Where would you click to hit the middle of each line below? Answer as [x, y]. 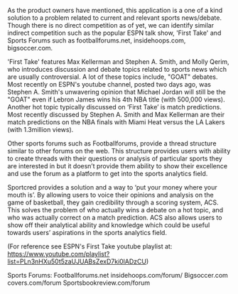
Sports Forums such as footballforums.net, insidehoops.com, [97, 40]
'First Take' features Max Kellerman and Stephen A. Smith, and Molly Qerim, [118, 62]
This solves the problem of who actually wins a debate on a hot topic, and [115, 210]
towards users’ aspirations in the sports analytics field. [87, 233]
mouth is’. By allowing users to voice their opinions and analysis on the [111, 195]
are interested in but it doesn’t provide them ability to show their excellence [118, 166]
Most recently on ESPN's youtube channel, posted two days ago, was [109, 84]
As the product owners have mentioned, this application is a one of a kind [115, 10]
